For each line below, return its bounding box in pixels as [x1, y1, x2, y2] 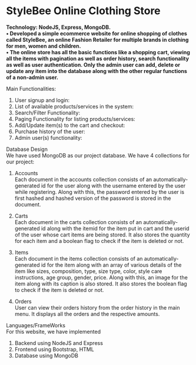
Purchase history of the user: [14, 128, 85, 135]
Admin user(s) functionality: [14, 134, 82, 141]
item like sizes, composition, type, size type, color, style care [14, 267, 162, 275]
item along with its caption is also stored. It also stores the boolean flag [14, 280, 187, 287]
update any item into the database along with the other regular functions [6, 67, 187, 74]
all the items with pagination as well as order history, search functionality [6, 55, 190, 62]
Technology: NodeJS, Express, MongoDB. [6, 24, 111, 31]
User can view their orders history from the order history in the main [14, 304, 181, 311]
